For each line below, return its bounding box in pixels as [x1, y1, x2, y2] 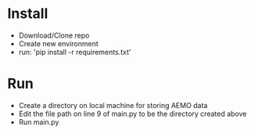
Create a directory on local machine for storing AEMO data [18, 100, 208, 110]
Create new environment [18, 38, 99, 48]
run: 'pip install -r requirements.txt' [18, 47, 131, 56]
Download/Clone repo [18, 31, 90, 40]
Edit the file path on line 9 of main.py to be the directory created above [18, 109, 247, 118]
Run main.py [18, 117, 59, 126]
